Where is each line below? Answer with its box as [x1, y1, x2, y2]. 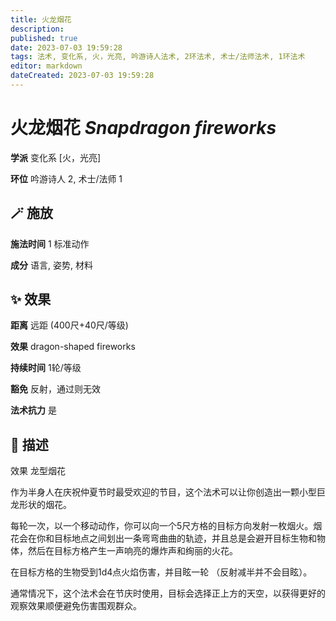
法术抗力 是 [10, 404, 57, 416]
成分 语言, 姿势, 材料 [10, 259, 93, 271]
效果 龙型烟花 [10, 465, 66, 477]
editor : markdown [10, 61, 83, 71]
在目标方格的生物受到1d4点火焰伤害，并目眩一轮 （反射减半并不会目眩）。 [10, 566, 313, 578]
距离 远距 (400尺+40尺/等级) [10, 319, 129, 331]
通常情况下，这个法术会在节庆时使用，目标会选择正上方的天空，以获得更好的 [10, 587, 326, 600]
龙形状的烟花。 [10, 499, 72, 511]
